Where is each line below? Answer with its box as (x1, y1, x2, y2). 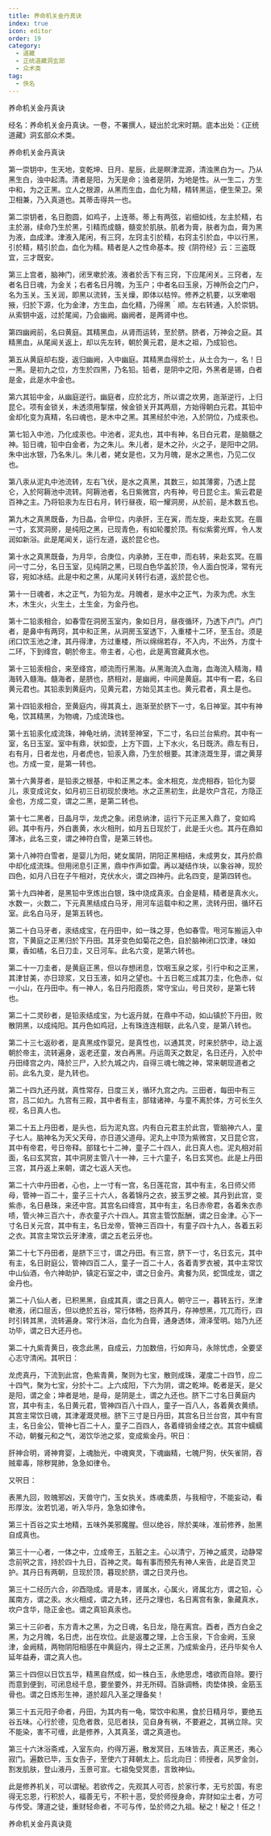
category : (8, 42, 42, 50)
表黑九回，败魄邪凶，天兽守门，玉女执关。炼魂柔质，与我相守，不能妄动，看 (8, 1492, 263, 1502)
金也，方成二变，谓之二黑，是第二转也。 (8, 796, 143, 805)
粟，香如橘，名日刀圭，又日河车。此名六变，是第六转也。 (8, 945, 199, 955)
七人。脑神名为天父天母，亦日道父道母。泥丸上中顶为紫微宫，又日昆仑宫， (15, 1133, 263, 1142)
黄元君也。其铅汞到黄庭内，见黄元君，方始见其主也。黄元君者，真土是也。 (8, 684, 256, 694)
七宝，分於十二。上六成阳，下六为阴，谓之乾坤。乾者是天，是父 (50, 1380, 263, 1390)
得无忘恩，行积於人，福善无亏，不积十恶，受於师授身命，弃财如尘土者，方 (8, 1792, 256, 1801)
